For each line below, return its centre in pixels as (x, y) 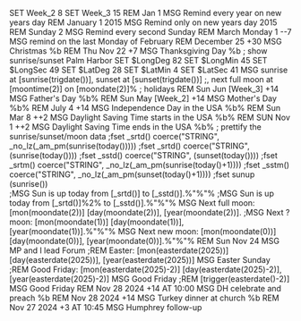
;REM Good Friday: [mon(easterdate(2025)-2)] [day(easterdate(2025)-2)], (146, 269)
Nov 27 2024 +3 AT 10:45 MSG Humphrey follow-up (106, 307)
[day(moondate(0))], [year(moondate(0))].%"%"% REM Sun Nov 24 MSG (145, 241)
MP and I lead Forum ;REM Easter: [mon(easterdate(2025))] (119, 250)
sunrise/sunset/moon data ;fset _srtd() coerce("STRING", (114, 136)
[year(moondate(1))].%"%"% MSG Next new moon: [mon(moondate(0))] (143, 231)
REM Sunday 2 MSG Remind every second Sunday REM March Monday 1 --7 (150, 32)
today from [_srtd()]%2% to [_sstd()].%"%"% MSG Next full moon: (132, 203)
